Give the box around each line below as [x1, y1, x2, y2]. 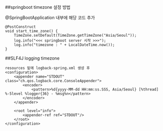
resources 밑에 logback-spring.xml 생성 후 [5, 65, 90, 70]
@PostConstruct [5, 24, 36, 29]
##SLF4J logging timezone [5, 55, 60, 61]
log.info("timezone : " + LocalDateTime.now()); [14, 43, 115, 47]
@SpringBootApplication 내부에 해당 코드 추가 [5, 15, 95, 21]
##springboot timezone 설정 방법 [5, 4, 71, 10]
